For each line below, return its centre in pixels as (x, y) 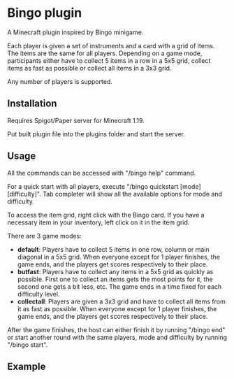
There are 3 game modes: (44, 236)
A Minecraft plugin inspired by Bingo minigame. (75, 32)
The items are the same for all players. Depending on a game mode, (105, 53)
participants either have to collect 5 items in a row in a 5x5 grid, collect (109, 60)
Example (27, 366)
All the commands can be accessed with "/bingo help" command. (102, 173)
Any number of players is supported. (60, 81)
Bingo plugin (45, 13)
